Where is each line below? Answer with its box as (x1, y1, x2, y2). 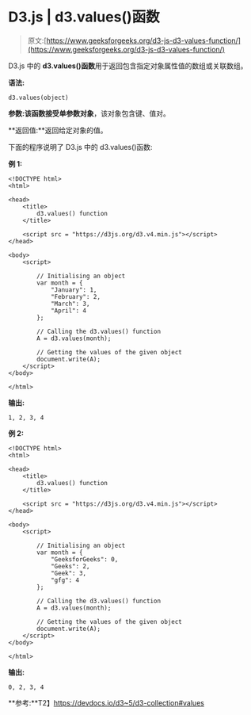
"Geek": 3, (50, 569, 87, 577)
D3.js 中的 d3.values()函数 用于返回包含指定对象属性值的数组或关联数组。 (8, 61, 248, 71)
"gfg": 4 (50, 576, 80, 584)
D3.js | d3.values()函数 (8, 8, 160, 26)
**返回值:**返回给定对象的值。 (8, 125, 108, 135)
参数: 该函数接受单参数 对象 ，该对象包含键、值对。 (8, 109, 170, 118)
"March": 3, (50, 300, 90, 308)
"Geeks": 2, (50, 562, 90, 570)
